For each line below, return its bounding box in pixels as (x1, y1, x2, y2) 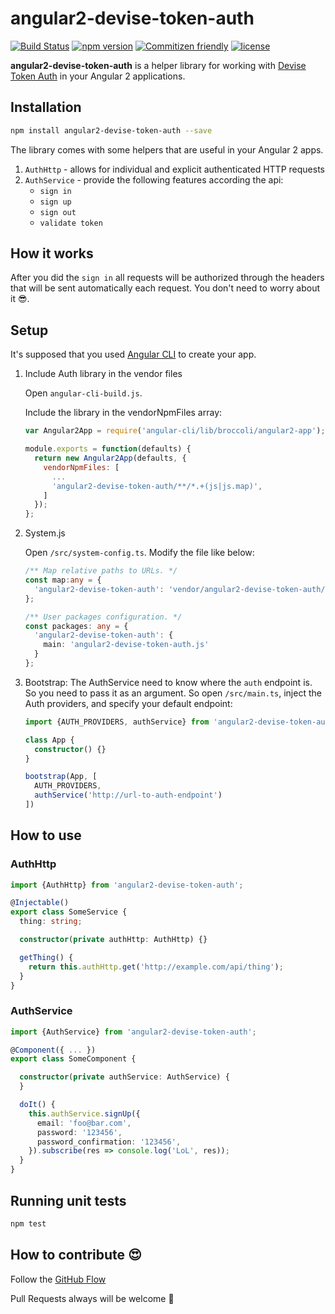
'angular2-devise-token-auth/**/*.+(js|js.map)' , (51, 481, 263, 491)
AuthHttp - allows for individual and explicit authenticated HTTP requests (24, 163, 325, 175)
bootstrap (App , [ (24, 772, 98, 782)
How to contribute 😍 (10, 1247, 142, 1264)
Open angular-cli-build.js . (24, 387, 143, 399)
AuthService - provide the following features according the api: (24, 173, 284, 186)
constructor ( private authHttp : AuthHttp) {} (19, 935, 208, 945)
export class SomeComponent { (10, 1054, 137, 1064)
